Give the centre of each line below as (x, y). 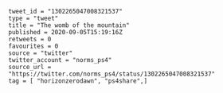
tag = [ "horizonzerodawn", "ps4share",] (78, 81)
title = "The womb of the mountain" (69, 25)
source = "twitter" (41, 53)
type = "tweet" (33, 18)
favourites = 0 (33, 46)
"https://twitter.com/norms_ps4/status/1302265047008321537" (112, 74)
